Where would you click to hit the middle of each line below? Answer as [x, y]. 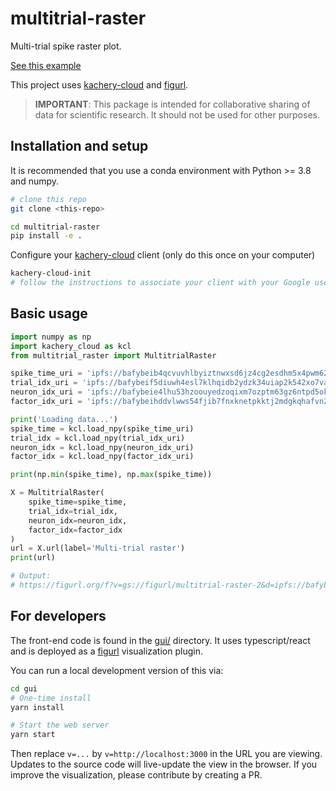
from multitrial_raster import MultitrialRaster [113, 355]
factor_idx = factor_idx [75, 530]
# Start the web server [60, 725]
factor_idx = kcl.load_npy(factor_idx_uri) [102, 457]
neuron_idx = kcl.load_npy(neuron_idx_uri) [102, 447]
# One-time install [51, 698]
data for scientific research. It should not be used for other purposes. [177, 114]
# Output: [31, 576]
